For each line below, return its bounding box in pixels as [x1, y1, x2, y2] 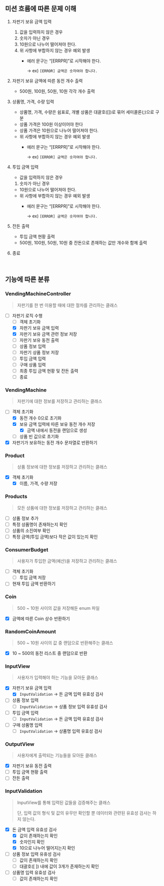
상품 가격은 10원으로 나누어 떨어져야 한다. [19, 127, 99, 133]
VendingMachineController [5, 290, 71, 297]
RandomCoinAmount [5, 628, 56, 635]
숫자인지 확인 [19, 838, 45, 845]
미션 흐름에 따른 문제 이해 [5, 4, 77, 13]
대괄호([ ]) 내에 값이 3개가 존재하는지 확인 [19, 863, 99, 869]
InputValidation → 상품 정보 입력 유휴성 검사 [19, 704, 108, 709]
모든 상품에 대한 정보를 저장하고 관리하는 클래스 [17, 505, 108, 511]
